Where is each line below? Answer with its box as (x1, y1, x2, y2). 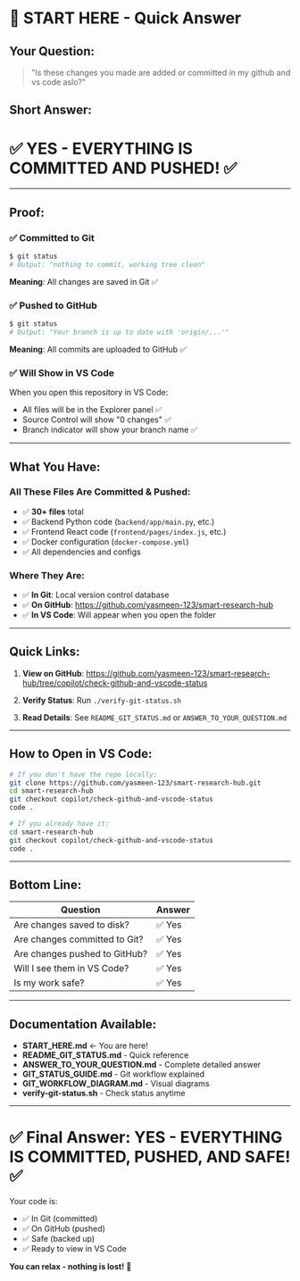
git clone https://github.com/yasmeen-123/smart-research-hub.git (9, 778, 262, 787)
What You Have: (9, 459, 101, 474)
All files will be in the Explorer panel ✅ (21, 404, 162, 415)
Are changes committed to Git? (13, 933, 144, 945)
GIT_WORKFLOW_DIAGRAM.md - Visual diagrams (21, 1078, 210, 1089)
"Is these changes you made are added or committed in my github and (30, 67, 291, 78)
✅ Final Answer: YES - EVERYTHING (9, 1127, 283, 1148)
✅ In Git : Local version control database (21, 589, 170, 601)
